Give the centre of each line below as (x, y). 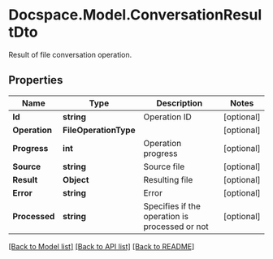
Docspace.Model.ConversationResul (135, 15)
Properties (36, 80)
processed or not (176, 227)
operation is (166, 216)
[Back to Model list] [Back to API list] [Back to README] (102, 246)
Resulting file (168, 179)
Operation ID (168, 117)
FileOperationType (99, 130)
